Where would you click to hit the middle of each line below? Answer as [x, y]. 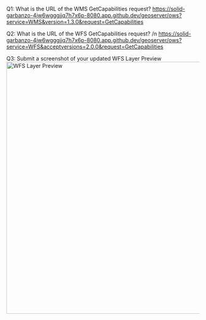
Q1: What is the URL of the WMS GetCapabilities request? [79, 9]
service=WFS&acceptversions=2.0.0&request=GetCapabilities [85, 47]
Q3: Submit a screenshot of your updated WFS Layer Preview [84, 58]
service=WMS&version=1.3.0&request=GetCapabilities [75, 22]
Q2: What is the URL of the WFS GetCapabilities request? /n [82, 34]
